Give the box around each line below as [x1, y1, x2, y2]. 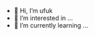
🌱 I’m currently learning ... [13, 21, 89, 29]
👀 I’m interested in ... [13, 14, 73, 22]
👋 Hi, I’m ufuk [13, 7, 53, 15]
